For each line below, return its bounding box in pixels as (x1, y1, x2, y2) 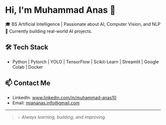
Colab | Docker (12, 64, 43, 70)
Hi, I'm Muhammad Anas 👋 (5, 4, 116, 16)
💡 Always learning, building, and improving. (17, 114, 106, 120)
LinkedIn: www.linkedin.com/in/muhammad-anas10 (12, 94, 117, 100)
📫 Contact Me (5, 79, 51, 87)
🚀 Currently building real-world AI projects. (5, 28, 92, 34)
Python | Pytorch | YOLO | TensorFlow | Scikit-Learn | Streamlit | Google (12, 59, 159, 65)
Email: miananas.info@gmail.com (12, 100, 80, 106)
